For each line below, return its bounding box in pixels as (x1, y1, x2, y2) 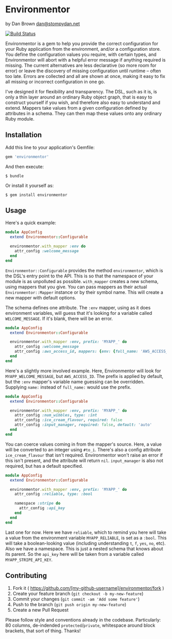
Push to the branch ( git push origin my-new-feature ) (12, 601, 126, 607)
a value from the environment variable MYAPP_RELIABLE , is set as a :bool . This (5, 534, 167, 541)
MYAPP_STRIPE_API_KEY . (5, 556, 53, 563)
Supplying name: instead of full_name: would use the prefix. (5, 384, 132, 390)
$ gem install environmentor (5, 192, 68, 197)
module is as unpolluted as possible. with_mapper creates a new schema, (5, 278, 159, 284)
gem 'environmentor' (5, 154, 50, 159)
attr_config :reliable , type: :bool (14, 491, 93, 497)
